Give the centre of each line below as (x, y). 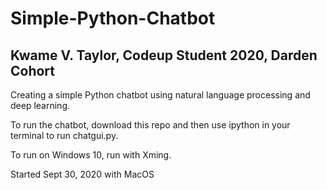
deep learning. (40, 105)
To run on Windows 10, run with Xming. (91, 155)
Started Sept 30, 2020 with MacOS (82, 174)
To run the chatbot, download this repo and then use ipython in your (150, 125)
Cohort (33, 70)
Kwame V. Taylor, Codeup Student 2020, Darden (164, 55)
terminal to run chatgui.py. (64, 135)
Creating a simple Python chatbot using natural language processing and (160, 95)
